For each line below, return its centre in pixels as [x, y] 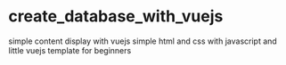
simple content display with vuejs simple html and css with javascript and [143, 41]
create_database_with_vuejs [116, 16]
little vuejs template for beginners [70, 50]
